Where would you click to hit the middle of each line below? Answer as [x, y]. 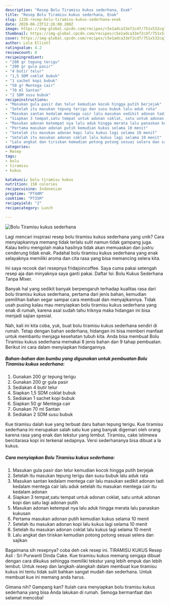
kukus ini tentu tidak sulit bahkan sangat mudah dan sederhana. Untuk [79, 572]
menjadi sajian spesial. [29, 316]
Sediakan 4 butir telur [35, 388]
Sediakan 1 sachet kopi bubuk [44, 398]
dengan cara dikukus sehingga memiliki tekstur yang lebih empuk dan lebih [84, 561]
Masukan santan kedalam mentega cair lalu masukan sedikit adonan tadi [88, 481]
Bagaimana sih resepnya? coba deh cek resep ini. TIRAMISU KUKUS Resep [83, 550]
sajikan [20, 541]
